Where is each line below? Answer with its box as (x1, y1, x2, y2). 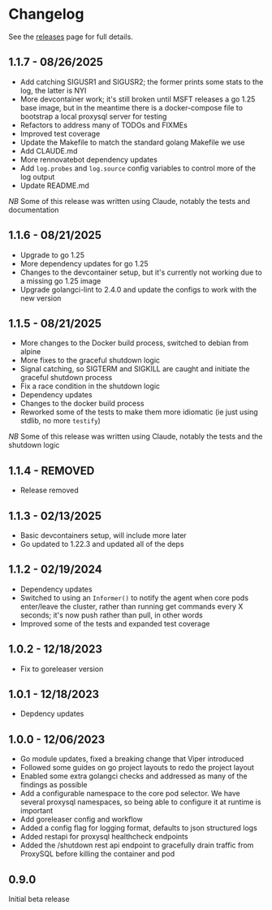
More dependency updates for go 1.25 (19, 258, 149, 268)
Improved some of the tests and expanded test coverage (19, 618, 210, 628)
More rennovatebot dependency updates (19, 154, 158, 164)
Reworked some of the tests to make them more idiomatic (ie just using (19, 407, 258, 417)
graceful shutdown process (19, 373, 113, 383)
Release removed (19, 485, 79, 496)
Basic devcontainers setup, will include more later (19, 531, 187, 540)
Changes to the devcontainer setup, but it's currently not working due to (19, 267, 262, 277)
